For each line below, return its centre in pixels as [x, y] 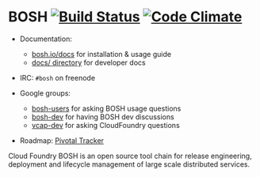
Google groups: [45, 93]
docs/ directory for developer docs [88, 62]
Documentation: [46, 39]
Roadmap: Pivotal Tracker [62, 140]
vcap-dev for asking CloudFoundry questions [105, 125]
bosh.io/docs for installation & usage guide [101, 54]
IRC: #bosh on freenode [57, 77]
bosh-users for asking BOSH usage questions [106, 108]
